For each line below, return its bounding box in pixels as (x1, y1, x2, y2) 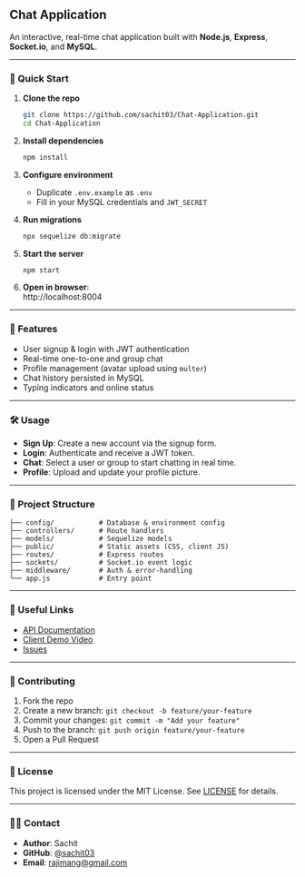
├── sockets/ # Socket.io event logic (9, 558, 193, 567)
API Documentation (22, 624, 95, 635)
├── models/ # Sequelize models (9, 535, 172, 544)
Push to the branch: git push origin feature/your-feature (22, 724, 245, 734)
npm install (22, 153, 68, 162)
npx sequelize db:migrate (22, 232, 121, 241)
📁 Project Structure (9, 498, 95, 510)
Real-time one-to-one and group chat (22, 353, 163, 364)
